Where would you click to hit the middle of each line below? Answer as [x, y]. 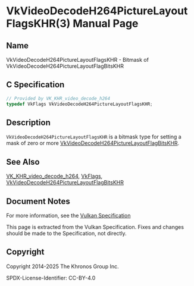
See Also [23, 162]
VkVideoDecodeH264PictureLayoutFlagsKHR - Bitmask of [77, 60]
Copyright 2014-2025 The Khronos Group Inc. [62, 266]
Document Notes [38, 201]
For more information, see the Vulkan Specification [68, 216]
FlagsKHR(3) [38, 23]
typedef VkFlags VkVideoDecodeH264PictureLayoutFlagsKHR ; [79, 104]
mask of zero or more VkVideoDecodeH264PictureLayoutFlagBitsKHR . [93, 143]
